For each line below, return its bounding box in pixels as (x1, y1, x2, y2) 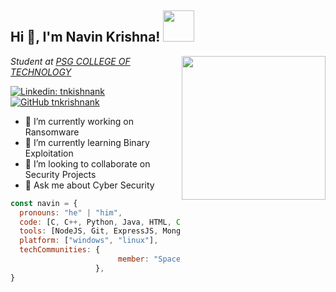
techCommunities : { (19, 245, 101, 255)
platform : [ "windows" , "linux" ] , (19, 236, 159, 246)
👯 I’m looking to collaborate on (24, 157, 151, 170)
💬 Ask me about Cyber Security (24, 179, 155, 191)
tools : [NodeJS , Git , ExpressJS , (19, 226, 159, 236)
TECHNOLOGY (10, 66, 72, 78)
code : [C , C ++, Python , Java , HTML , (19, 217, 172, 227)
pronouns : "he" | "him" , (19, 207, 123, 218)
